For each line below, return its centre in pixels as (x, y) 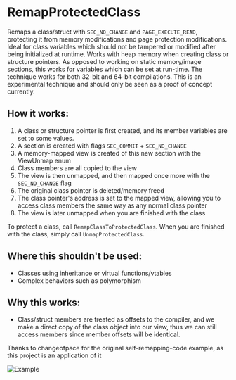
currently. (21, 91)
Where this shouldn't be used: (75, 256)
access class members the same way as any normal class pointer (112, 205)
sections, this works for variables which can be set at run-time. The (105, 69)
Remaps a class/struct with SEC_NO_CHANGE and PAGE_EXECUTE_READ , (103, 32)
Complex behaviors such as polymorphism (79, 280)
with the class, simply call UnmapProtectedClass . (76, 234)
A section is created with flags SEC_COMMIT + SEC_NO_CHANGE (102, 146)
